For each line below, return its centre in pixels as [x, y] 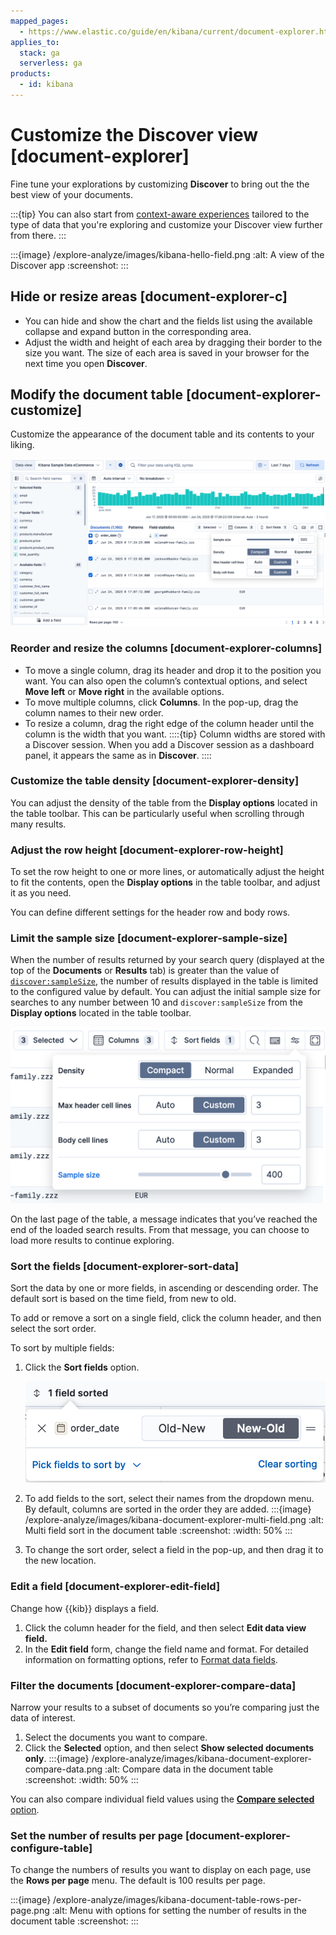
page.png [30, 1911]
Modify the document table [97, 395]
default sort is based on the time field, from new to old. [123, 1299]
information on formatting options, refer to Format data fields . [151, 1659]
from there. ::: [38, 235]
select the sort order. [53, 1329]
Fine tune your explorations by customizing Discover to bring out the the [160, 184]
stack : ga [39, 53]
